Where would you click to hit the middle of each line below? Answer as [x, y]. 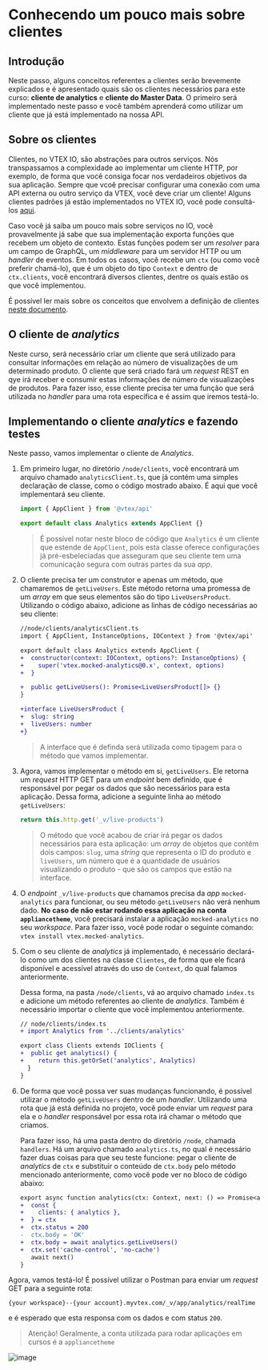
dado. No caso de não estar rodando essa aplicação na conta [123, 910]
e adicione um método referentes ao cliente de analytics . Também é [132, 1001]
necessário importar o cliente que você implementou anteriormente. [132, 1009]
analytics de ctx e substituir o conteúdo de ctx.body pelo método [128, 1166]
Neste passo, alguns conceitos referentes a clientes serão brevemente [125, 81]
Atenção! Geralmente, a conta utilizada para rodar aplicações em [135, 1334]
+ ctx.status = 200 [54, 1227]
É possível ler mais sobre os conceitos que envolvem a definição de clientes [134, 300]
